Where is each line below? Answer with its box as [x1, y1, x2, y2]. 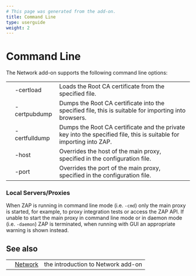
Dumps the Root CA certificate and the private [59, 123, 185, 131]
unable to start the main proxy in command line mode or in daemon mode [6, 214, 183, 222]
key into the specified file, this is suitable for [59, 131, 180, 139]
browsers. [59, 114, 87, 122]
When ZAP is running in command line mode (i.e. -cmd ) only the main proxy [6, 202, 186, 209]
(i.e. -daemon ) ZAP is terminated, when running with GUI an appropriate [6, 221, 176, 228]
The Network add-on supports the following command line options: [6, 69, 168, 76]
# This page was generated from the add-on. [6, 8, 116, 15]
